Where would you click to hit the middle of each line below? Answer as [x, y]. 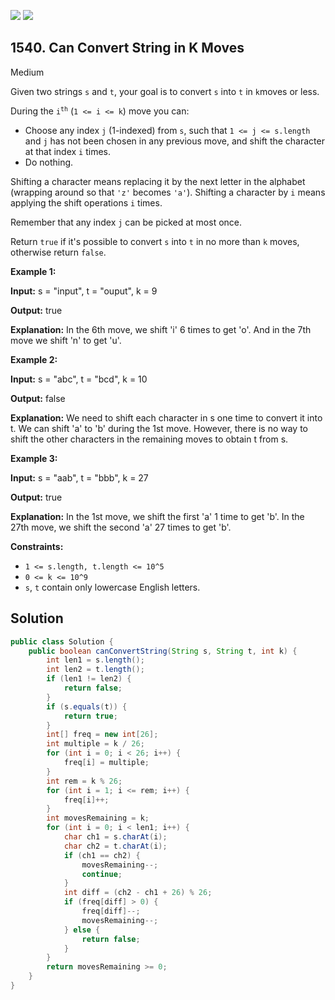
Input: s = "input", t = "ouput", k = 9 [84, 291]
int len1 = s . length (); [95, 660]
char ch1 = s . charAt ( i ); [115, 837]
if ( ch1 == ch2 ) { [102, 855]
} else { [82, 930]
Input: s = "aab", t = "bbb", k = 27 [79, 477]
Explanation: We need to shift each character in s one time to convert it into [166, 417]
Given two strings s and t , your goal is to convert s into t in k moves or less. [165, 91]
